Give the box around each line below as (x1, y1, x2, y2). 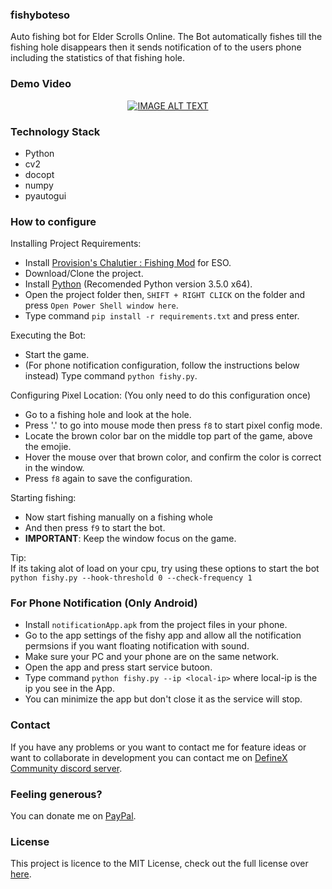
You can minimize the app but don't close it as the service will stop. (24, 693, 303, 705)
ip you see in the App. (24, 683, 115, 695)
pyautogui (24, 189, 67, 202)
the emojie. (24, 441, 72, 453)
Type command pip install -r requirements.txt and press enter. (24, 310, 300, 322)
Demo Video (10, 77, 72, 91)
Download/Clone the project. (24, 268, 144, 280)
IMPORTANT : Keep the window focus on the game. (24, 533, 237, 545)
